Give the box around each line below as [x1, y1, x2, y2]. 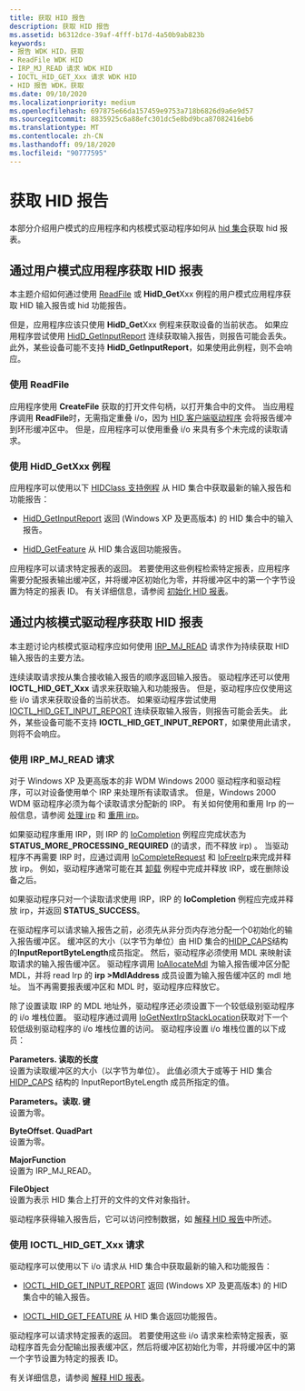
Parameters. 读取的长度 [9, 1054, 99, 1065]
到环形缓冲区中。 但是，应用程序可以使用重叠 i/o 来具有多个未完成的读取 [9, 424, 280, 435]
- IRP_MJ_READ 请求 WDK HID [9, 65, 113, 74]
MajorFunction [9, 1155, 66, 1166]
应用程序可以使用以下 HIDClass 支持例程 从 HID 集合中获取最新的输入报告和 [9, 482, 292, 493]
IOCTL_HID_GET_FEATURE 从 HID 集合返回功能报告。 [22, 1311, 222, 1322]
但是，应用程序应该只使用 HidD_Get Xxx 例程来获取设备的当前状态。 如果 [9, 319, 281, 330]
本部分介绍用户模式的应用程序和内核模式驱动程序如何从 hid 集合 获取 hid [9, 222, 279, 233]
